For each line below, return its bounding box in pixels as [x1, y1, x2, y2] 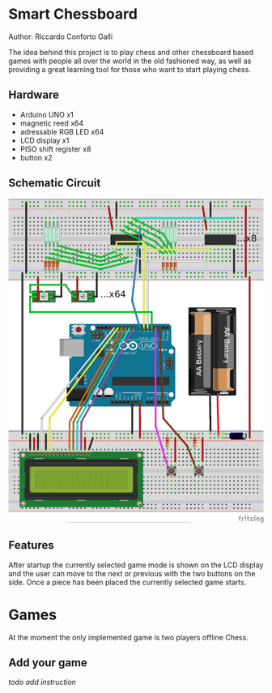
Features [8, 538, 54, 552]
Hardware [8, 88, 59, 102]
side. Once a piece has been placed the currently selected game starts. [8, 577, 247, 587]
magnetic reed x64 [19, 118, 84, 128]
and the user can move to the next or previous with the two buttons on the [8, 568, 256, 578]
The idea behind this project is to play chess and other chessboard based [8, 47, 254, 57]
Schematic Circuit [8, 176, 101, 190]
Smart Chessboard [8, 5, 138, 24]
